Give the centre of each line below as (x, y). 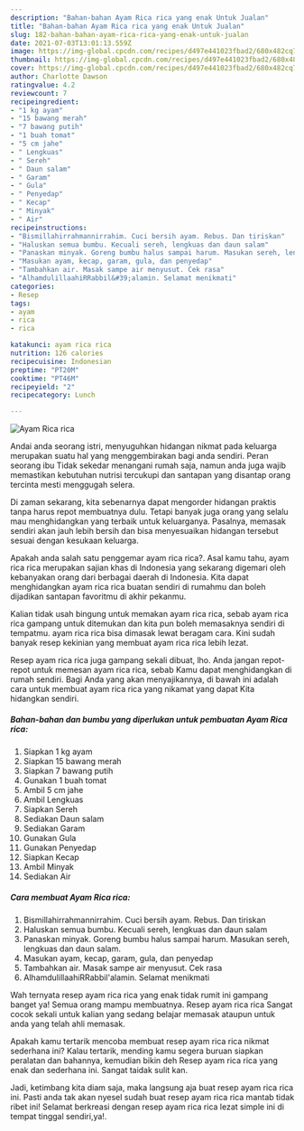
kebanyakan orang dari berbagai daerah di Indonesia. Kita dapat (129, 577)
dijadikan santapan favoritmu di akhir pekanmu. (98, 596)
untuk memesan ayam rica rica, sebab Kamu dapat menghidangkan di (162, 670)
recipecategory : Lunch (53, 395)
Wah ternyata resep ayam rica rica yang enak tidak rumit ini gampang (139, 995)
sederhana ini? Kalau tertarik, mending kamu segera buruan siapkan (137, 1051)
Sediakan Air (47, 876)
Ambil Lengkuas (53, 799)
